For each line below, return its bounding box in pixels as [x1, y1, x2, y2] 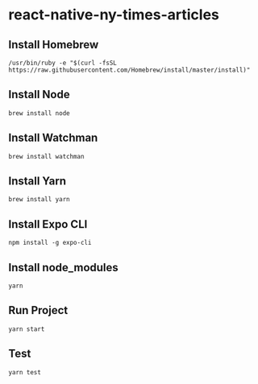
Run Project [8, 303, 69, 317]
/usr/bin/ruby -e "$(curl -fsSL [8, 59, 117, 67]
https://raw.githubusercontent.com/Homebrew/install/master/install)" [8, 66, 251, 74]
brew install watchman [8, 152, 85, 160]
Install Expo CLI [8, 217, 88, 231]
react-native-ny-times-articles [8, 6, 220, 24]
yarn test [8, 368, 42, 376]
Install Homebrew [8, 38, 99, 52]
